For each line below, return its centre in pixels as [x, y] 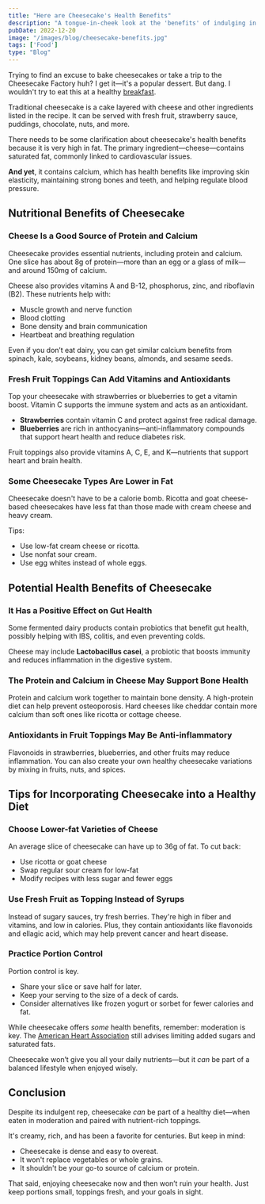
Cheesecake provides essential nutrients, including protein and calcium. [125, 253]
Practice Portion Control [55, 954]
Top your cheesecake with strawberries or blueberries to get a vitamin [123, 396]
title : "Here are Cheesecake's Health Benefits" [90, 15]
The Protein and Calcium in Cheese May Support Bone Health [129, 681]
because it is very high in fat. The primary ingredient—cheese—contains [126, 148]
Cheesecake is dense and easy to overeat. [89, 1151]
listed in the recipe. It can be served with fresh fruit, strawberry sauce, [123, 115]
